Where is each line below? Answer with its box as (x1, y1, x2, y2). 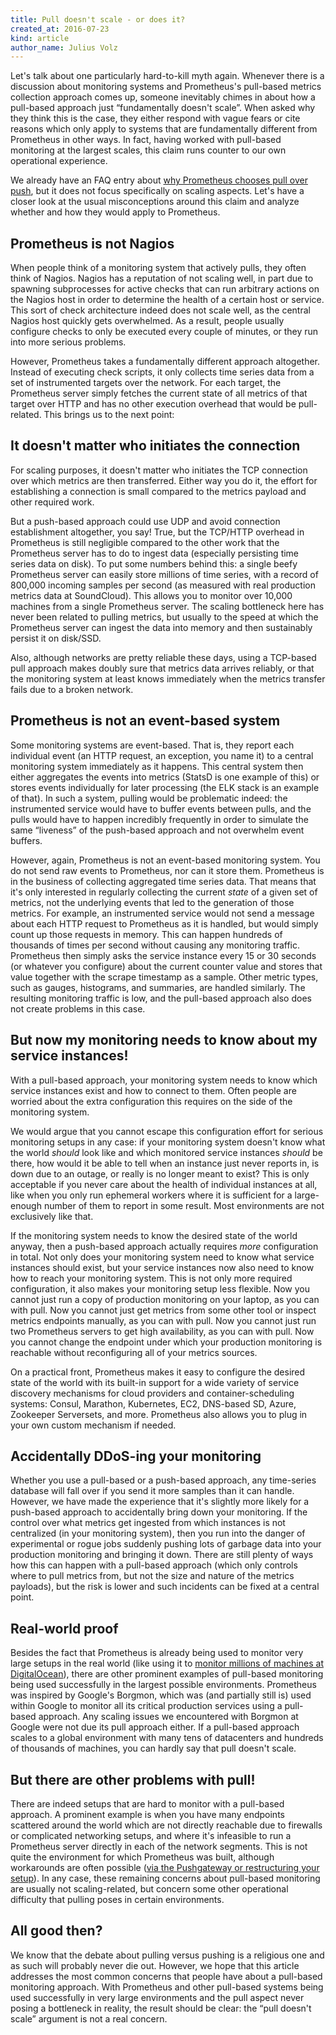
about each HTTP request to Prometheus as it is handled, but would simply (10, 917, 319, 930)
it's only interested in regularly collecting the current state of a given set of (10, 886, 318, 898)
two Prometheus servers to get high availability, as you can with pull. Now (10, 1325, 315, 1337)
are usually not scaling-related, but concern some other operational (10, 1882, 289, 1895)
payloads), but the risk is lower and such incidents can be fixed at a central (10, 1581, 320, 1593)
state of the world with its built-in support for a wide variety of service (10, 1376, 300, 1388)
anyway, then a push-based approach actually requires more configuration (10, 1240, 319, 1252)
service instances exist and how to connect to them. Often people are (10, 1084, 297, 1096)
